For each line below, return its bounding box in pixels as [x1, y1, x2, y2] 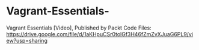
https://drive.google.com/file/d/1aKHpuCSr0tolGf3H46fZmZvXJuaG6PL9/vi [6, 30, 194, 37]
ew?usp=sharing [6, 37, 48, 44]
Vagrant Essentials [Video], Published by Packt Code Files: [6, 24, 152, 31]
